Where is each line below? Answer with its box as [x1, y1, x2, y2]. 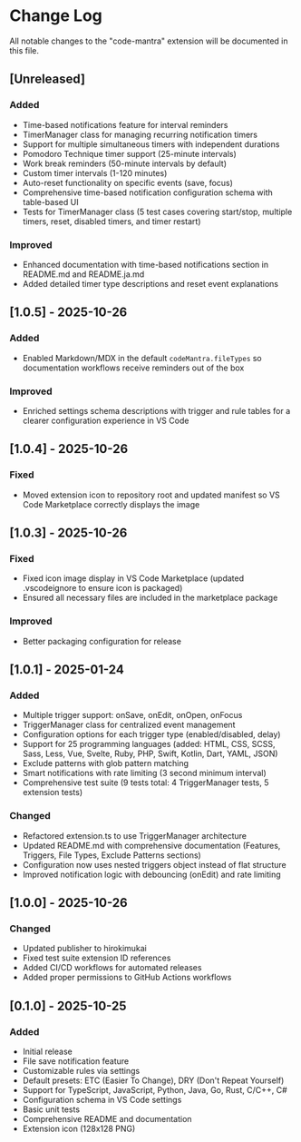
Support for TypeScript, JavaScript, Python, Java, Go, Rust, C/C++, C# [22, 1084, 287, 1095]
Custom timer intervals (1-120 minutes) [22, 167, 168, 178]
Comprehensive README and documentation [22, 1113, 192, 1124]
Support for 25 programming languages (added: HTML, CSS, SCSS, [22, 739, 276, 750]
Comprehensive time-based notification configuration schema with [22, 187, 274, 198]
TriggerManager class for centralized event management [22, 719, 236, 731]
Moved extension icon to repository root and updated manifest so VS [22, 489, 281, 500]
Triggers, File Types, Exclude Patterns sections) [22, 850, 201, 861]
